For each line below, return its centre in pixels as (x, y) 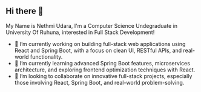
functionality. (46, 57)
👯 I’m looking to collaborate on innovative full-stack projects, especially (103, 76)
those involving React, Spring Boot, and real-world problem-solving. (99, 82)
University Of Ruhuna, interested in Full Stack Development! (80, 32)
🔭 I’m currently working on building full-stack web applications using (100, 44)
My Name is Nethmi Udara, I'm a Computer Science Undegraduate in (92, 25)
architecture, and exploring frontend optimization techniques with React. (105, 70)
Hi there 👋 (25, 11)
